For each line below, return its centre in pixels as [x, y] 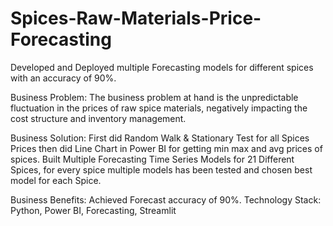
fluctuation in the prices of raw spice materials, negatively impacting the [159, 108]
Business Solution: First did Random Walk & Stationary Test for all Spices [160, 138]
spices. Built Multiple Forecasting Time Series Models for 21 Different [152, 159]
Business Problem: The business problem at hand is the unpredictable [154, 97]
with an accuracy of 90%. [63, 78]
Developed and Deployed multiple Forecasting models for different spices [162, 67]
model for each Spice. [56, 180]
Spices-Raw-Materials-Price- [136, 18]
